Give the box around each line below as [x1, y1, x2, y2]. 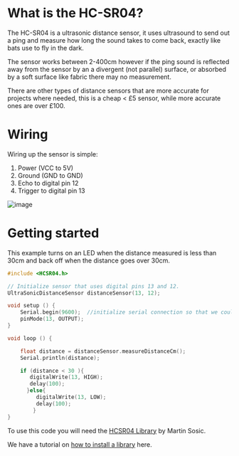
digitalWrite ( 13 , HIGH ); [29, 373, 103, 381]
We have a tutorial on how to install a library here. [7, 440, 153, 449]
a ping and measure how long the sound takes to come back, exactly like [7, 36, 221, 44]
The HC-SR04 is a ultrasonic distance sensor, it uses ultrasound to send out [7, 28, 230, 37]
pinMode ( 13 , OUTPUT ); [20, 315, 84, 323]
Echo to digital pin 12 [17, 179, 79, 187]
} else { [26, 387, 46, 394]
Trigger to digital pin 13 [17, 186, 85, 195]
